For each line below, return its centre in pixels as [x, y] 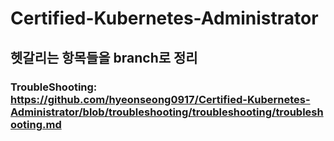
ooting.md [36, 124]
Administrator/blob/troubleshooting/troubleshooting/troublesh [167, 112]
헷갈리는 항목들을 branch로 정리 [104, 57]
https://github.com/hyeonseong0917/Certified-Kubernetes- [160, 99]
